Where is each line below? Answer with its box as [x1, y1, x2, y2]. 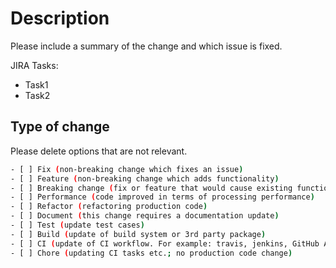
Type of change [10, 118, 110, 136]
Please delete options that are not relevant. [10, 145, 188, 157]
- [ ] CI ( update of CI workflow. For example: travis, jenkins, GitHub [10, 238, 320, 249]
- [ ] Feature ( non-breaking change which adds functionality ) [10, 173, 280, 184]
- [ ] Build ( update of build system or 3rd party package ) [10, 229, 267, 239]
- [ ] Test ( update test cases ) [10, 220, 145, 230]
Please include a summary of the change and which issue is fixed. [10, 40, 283, 52]
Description [10, 7, 110, 30]
